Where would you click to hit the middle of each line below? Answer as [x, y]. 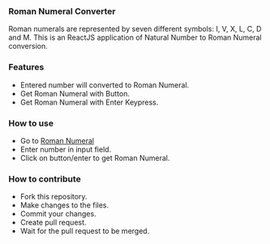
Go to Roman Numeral [57, 140]
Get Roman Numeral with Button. [75, 93]
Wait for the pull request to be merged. [85, 231]
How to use [31, 123]
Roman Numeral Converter [62, 11]
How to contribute [45, 178]
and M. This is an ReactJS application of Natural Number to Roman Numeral [135, 37]
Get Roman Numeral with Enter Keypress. [89, 102]
